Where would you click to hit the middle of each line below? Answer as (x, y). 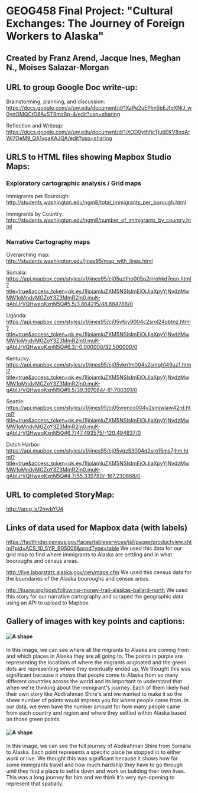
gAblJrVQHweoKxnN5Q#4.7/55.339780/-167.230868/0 (73, 476)
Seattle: (15, 402)
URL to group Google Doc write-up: (72, 87)
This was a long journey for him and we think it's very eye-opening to (90, 777)
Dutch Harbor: (24, 445)
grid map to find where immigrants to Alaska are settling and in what (89, 555)
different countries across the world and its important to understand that (94, 681)
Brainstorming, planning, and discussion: (56, 101)
